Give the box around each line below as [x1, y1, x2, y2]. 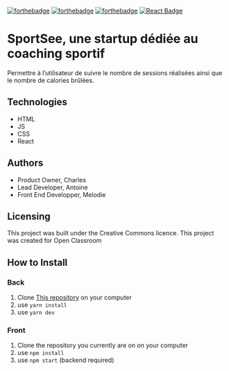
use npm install [17, 349, 65, 357]
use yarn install [17, 301, 67, 309]
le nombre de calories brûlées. [7, 76, 95, 84]
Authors [7, 157, 44, 169]
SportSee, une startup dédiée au [7, 31, 198, 47]
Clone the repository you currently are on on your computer [17, 341, 189, 349]
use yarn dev [17, 308, 55, 317]
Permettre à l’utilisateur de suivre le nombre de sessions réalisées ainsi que [7, 68, 223, 77]
